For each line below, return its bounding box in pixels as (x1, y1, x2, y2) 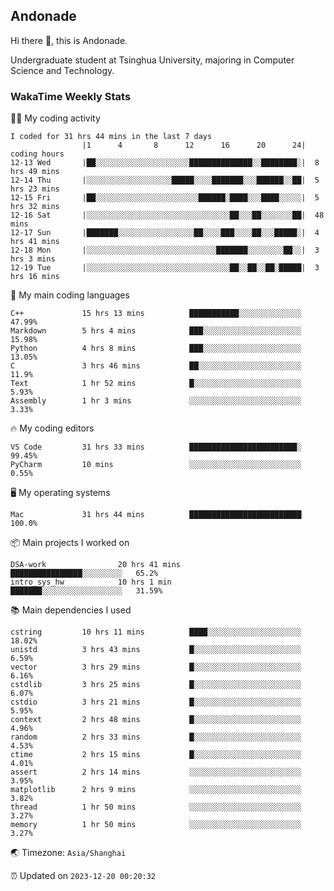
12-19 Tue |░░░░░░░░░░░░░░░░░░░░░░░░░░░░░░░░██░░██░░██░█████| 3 (10, 263, 320, 273)
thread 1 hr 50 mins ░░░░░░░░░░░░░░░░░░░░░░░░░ (10, 802, 302, 813)
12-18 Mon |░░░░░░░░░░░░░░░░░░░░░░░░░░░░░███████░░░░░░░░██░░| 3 (10, 245, 320, 256)
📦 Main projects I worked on (10, 537, 130, 549)
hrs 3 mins (10, 254, 56, 264)
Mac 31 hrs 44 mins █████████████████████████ (10, 510, 302, 520)
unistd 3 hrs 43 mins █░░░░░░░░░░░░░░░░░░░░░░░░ (10, 645, 302, 655)
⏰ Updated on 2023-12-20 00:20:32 (10, 870, 157, 882)
